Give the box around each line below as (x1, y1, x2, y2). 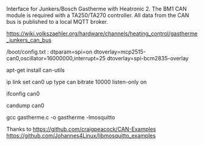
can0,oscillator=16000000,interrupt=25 (6, 55, 106, 62)
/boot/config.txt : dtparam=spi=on (6, 48, 93, 55)
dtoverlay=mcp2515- (93, 48, 147, 55)
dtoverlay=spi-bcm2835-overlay (106, 55, 189, 62)
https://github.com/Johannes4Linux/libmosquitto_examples (6, 132, 156, 139)
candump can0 (6, 102, 45, 109)
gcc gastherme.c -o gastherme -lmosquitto (6, 114, 115, 121)
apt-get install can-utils (6, 66, 65, 74)
